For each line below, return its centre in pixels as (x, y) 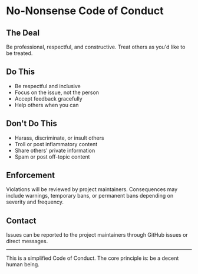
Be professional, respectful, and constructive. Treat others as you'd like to (96, 47)
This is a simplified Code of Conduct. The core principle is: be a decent (93, 258)
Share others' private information (55, 150)
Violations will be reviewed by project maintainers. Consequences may (92, 189)
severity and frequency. (35, 202)
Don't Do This (32, 123)
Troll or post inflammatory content (56, 144)
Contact (21, 220)
